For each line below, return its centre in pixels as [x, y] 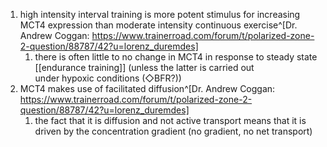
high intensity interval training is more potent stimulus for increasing [160, 14]
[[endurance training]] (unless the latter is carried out [144, 67]
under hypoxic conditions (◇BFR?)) [108, 78]
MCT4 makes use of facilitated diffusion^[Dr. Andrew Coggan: [147, 88]
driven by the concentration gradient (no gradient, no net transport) [173, 131]
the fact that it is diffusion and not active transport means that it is [170, 120]
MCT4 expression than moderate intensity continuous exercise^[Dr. [158, 25]
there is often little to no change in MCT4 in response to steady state [176, 57]
